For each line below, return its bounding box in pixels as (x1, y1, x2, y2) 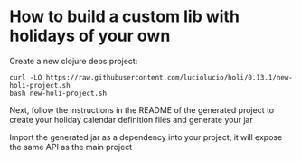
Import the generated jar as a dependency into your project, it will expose (9, 131, 283, 142)
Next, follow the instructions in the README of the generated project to (9, 104, 275, 115)
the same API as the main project (9, 141, 133, 152)
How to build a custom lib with (9, 6, 240, 27)
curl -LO (9, 72, 42, 82)
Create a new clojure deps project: (9, 55, 138, 66)
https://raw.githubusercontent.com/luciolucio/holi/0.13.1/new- (45, 72, 294, 82)
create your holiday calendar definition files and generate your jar (9, 114, 253, 125)
